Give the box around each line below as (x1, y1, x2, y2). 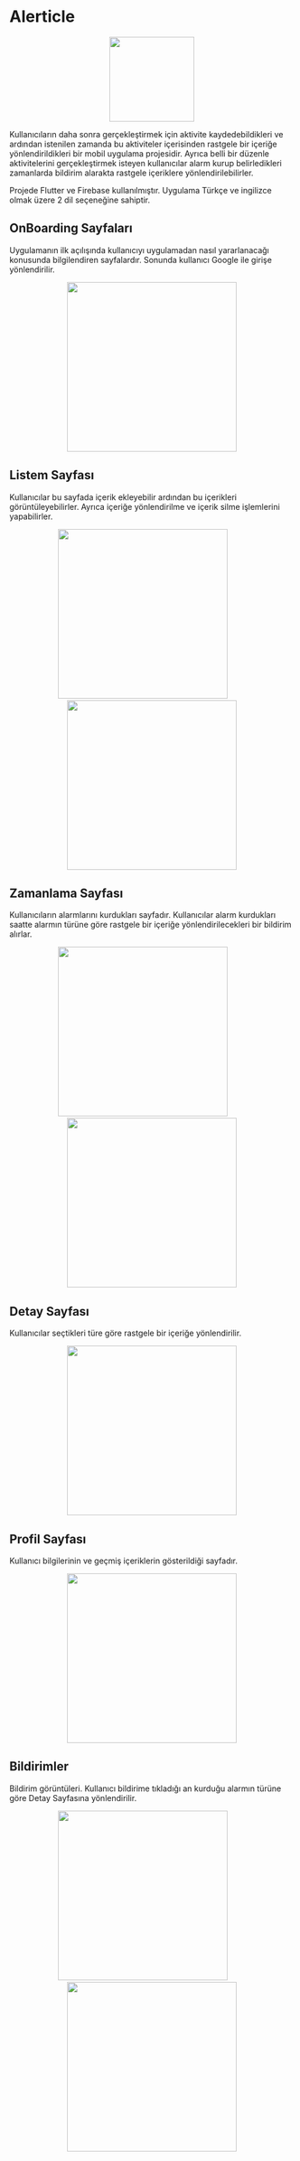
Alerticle (9, 6, 75, 27)
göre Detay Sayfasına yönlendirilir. (9, 1792, 137, 1803)
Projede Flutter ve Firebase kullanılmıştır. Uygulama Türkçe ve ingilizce (9, 184, 273, 195)
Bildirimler (9, 1759, 70, 1774)
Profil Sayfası (9, 1531, 87, 1547)
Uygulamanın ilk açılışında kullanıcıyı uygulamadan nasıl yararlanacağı (9, 244, 269, 255)
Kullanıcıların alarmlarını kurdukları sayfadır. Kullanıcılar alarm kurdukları (9, 910, 277, 920)
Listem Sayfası (9, 467, 95, 483)
